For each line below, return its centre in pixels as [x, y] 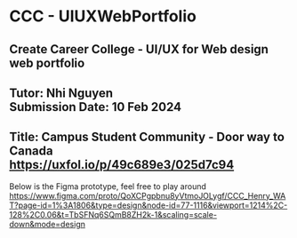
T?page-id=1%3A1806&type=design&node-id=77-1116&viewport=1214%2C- [148, 205]
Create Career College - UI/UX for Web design [139, 49]
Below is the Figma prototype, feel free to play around [108, 186]
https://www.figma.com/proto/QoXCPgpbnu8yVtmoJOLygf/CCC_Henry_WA [148, 195]
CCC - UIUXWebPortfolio [103, 16]
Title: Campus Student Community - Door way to [147, 137]
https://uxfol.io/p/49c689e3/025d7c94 [122, 165]
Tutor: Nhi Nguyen [61, 93]
